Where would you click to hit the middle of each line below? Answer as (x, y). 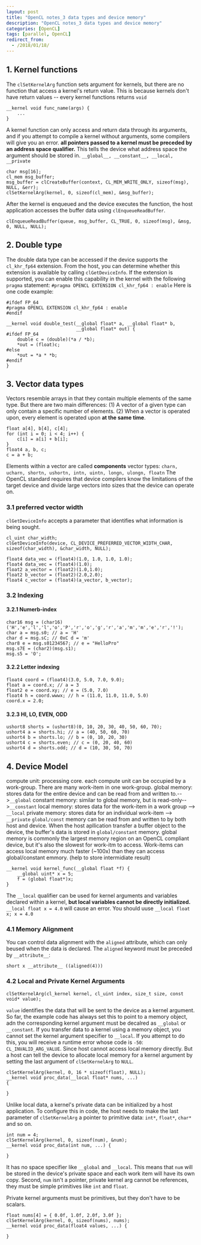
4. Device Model (37, 766)
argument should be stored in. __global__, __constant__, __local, (90, 155)
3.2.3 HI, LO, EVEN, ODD (37, 714)
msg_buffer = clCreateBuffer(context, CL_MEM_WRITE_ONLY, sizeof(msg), (97, 182)
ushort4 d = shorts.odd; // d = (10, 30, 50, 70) (70, 748)
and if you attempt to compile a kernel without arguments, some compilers (98, 136)
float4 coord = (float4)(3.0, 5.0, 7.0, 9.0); (65, 680)
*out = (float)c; (39, 344)
